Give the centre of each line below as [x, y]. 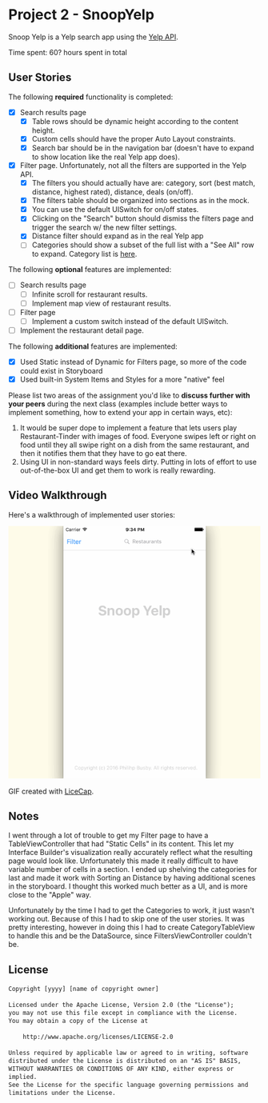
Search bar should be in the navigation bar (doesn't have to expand [143, 148]
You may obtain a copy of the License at [78, 1021]
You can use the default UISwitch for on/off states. [115, 210]
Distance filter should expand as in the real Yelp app [118, 236]
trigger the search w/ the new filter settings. [104, 228]
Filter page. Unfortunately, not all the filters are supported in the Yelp [133, 165]
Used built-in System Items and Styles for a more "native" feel [122, 379]
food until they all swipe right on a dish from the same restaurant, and [134, 445]
